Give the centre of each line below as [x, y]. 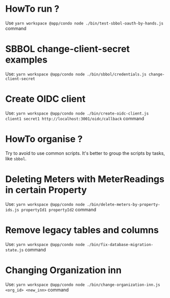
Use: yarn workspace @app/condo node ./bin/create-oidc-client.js [77, 113]
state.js [15, 250]
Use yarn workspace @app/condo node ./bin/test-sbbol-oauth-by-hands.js [84, 23]
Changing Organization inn [63, 270]
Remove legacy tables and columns [82, 230]
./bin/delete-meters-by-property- [123, 204]
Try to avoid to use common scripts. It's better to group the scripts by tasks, [85, 153]
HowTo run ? [32, 9]
